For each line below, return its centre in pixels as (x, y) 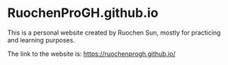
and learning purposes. (41, 40)
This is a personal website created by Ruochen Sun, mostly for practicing (114, 32)
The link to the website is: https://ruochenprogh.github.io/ (91, 54)
